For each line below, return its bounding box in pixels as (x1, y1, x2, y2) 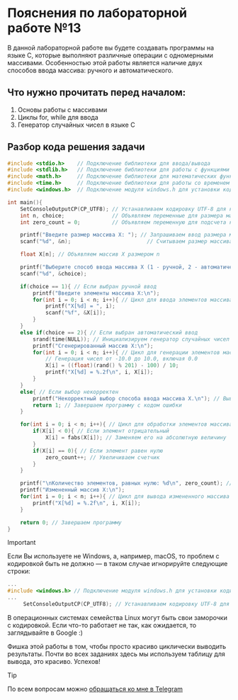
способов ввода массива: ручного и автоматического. (7, 66, 174, 74)
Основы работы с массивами (17, 105, 108, 114)
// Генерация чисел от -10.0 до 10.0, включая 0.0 (45, 356, 198, 363)
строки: (7, 567, 30, 575)
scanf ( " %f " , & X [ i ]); (45, 310, 106, 317)
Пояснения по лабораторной (7, 5, 188, 21)
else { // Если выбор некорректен (20, 388, 119, 395)
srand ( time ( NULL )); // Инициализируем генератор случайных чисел (33, 335, 230, 343)
